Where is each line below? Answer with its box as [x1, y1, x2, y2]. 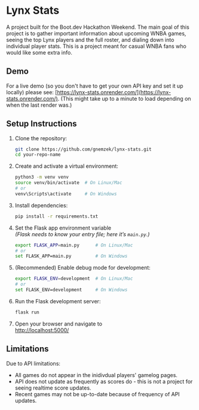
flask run [14, 309, 40, 315]
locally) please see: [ [6, 88, 57, 96]
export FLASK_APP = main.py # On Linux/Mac [14, 242, 133, 248]
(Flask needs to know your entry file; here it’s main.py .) [14, 230, 150, 237]
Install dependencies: [14, 201, 68, 209]
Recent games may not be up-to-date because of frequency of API [14, 390, 180, 397]
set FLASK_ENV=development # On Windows [14, 287, 128, 293]
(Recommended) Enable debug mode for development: [14, 264, 151, 272]
